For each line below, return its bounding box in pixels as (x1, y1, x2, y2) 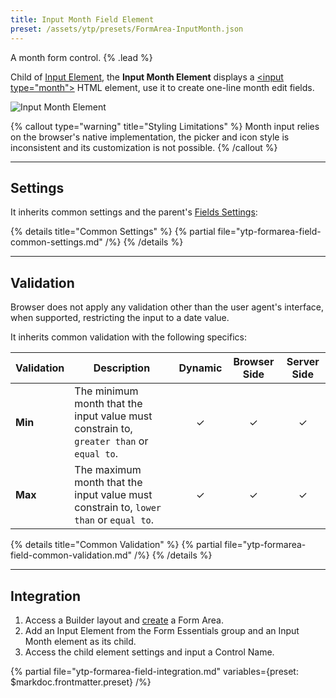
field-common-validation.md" (10, 549, 133, 561)
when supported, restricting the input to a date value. (10, 312, 230, 324)
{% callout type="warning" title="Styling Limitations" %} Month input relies (10, 120, 320, 132)
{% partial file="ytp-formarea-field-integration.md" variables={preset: (10, 665, 299, 677)
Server (286, 355, 320, 369)
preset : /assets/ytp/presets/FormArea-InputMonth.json (10, 24, 244, 34)
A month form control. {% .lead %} (10, 51, 153, 63)
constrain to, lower (74, 501, 162, 515)
